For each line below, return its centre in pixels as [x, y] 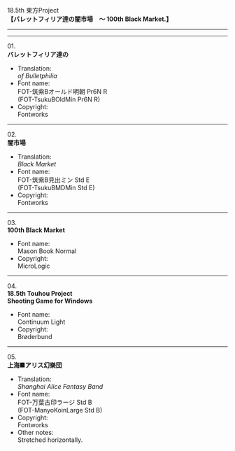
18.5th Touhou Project [40, 293]
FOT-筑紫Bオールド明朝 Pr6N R [62, 92]
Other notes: [35, 432]
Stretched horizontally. [50, 440]
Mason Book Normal [47, 251]
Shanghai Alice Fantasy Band [60, 386]
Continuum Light [41, 322]
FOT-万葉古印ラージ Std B [55, 402]
